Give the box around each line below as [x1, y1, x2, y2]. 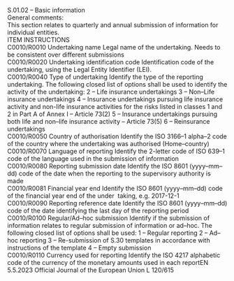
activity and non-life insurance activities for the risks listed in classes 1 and [7, 103, 223, 110]
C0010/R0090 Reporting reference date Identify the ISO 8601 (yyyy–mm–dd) [7, 199, 228, 207]
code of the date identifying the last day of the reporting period [7, 206, 189, 215]
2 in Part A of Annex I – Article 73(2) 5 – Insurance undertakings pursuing [7, 110, 218, 118]
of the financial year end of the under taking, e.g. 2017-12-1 [7, 192, 180, 200]
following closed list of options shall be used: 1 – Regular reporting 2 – [7, 229, 208, 237]
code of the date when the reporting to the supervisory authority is [18, 169, 211, 178]
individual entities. [7, 28, 59, 36]
